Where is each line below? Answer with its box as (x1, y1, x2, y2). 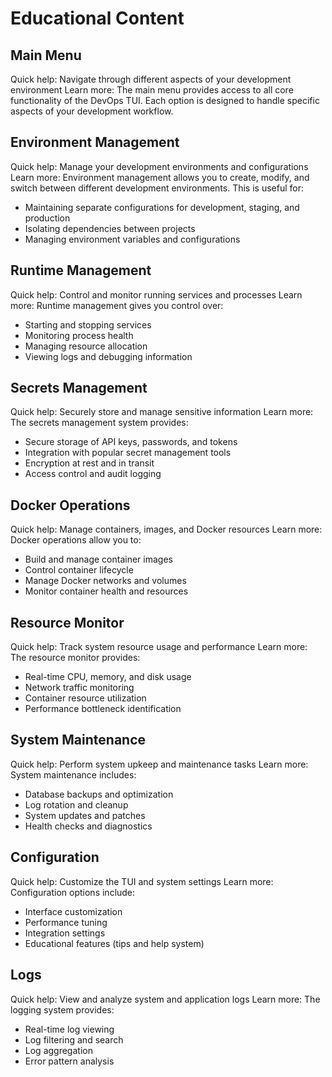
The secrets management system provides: (10, 417, 189, 429)
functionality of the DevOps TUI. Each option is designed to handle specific (10, 95, 320, 106)
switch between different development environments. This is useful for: (10, 182, 304, 194)
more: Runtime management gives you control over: (10, 299, 224, 311)
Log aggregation (24, 1044, 93, 1056)
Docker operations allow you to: (10, 534, 142, 546)
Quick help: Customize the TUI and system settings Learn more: (10, 875, 274, 887)
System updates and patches (24, 809, 146, 821)
